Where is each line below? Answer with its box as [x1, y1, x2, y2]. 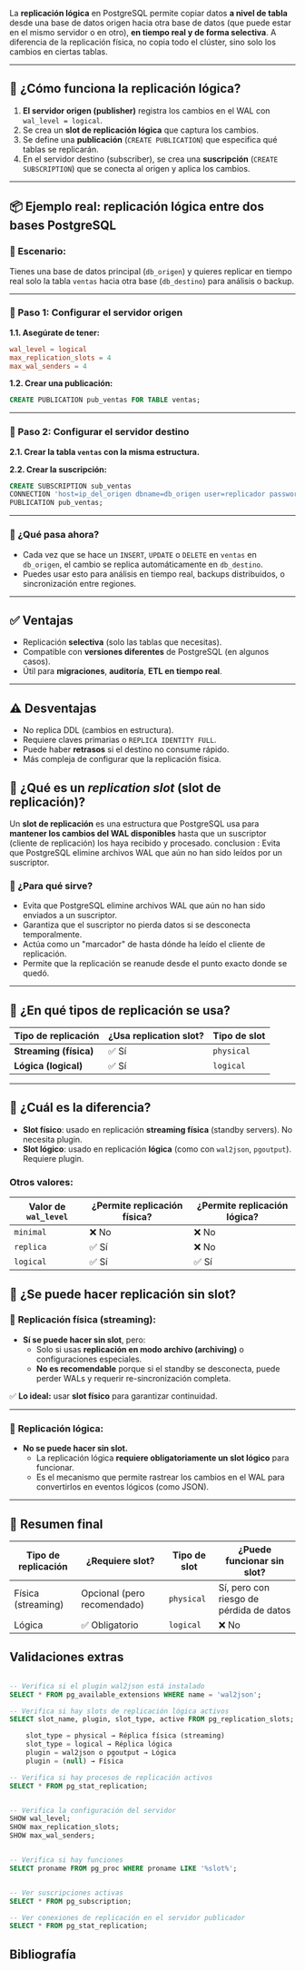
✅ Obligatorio [81, 1619, 139, 1631]
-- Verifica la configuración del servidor [9, 1806, 177, 1815]
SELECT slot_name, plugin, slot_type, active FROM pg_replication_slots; [9, 1715, 295, 1724]
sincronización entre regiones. [22, 578, 137, 589]
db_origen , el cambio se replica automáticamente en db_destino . [22, 559, 263, 570]
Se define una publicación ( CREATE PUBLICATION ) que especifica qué [22, 134, 278, 144]
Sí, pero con [218, 1580, 271, 1593]
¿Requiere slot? [85, 1554, 155, 1567]
